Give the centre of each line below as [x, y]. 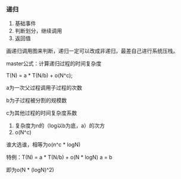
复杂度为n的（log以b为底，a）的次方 [60, 125]
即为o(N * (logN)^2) [30, 170]
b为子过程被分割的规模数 [37, 101]
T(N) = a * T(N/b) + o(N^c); [40, 76]
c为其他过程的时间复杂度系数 [42, 113]
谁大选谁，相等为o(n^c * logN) [43, 145]
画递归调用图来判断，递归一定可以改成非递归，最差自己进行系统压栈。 [92, 51]
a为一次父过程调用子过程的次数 [44, 88]
